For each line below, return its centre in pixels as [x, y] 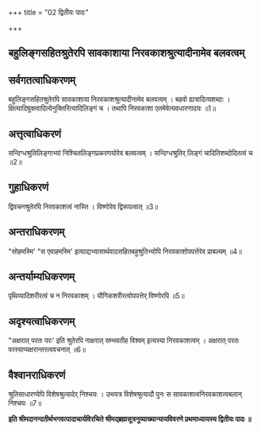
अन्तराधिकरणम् [36, 232]
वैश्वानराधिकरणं [37, 375]
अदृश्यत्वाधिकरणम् [42, 321]
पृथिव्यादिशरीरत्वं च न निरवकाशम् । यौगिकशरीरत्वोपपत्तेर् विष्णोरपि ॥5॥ [96, 296]
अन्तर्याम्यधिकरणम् [42, 277]
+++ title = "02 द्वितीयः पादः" [48, 12]
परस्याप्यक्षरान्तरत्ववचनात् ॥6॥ [47, 349]
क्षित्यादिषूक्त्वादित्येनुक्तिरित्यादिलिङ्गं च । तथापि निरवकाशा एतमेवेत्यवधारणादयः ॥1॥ [112, 108]
